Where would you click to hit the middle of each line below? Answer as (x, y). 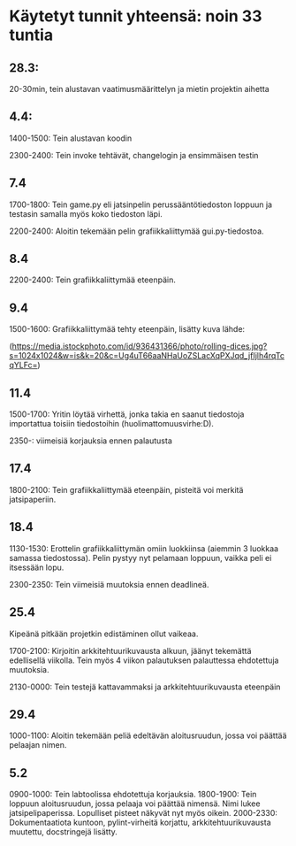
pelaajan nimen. (38, 745)
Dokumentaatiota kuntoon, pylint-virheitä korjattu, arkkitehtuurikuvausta (140, 823)
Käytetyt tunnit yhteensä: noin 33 (136, 16)
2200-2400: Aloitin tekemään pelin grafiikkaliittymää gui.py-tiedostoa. (137, 231)
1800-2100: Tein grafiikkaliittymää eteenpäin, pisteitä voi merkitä (126, 489)
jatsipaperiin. (33, 499)
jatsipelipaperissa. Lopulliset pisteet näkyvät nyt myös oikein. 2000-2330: (144, 813)
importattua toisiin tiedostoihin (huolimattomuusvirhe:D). (112, 424)
